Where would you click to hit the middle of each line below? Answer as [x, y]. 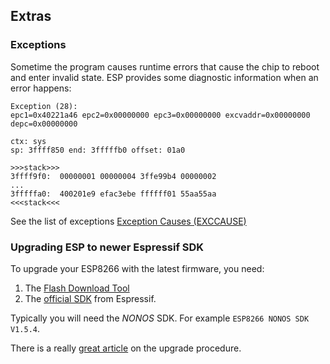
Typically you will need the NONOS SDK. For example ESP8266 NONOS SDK [160, 318]
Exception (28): [44, 106]
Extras [31, 16]
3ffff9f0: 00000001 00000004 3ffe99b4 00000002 [113, 176]
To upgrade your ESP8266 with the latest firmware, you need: [137, 268]
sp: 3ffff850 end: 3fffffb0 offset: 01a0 [98, 150]
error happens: [41, 88]
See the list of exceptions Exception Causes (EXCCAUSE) [128, 221]
